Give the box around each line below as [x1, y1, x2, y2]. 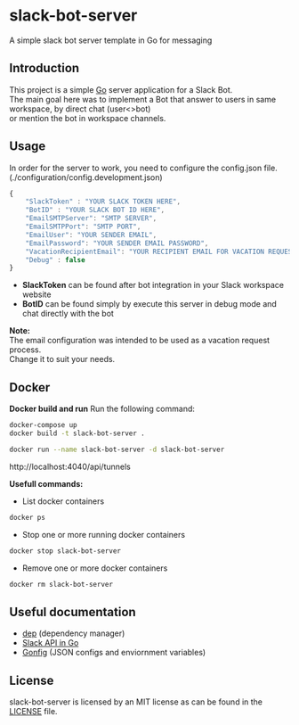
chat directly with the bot [21, 309, 114, 319]
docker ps [9, 513, 46, 522]
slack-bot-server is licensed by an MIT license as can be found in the [9, 696, 263, 707]
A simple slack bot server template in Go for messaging [9, 35, 213, 45]
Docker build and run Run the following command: [9, 403, 196, 415]
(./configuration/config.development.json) [9, 171, 163, 183]
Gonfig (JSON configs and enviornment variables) [21, 647, 206, 658]
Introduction [9, 61, 80, 76]
